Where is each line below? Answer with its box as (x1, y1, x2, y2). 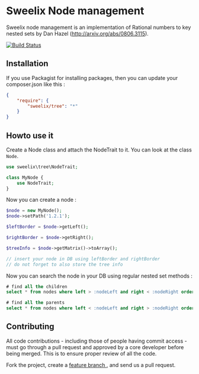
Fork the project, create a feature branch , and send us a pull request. (6, 361, 176, 368)
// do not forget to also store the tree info (6, 262, 123, 267)
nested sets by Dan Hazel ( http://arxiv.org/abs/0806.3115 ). (6, 30, 149, 37)
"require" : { (17, 98, 49, 104)
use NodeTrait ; (17, 180, 54, 186)
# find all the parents (6, 300, 65, 306)
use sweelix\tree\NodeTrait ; (6, 164, 78, 170)
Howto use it (6, 130, 54, 140)
